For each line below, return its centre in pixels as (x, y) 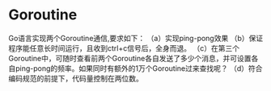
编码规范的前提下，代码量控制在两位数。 (76, 78)
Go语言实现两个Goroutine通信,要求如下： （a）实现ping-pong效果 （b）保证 (136, 38)
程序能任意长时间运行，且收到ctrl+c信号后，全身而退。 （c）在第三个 (124, 48)
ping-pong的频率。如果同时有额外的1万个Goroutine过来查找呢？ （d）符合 (139, 68)
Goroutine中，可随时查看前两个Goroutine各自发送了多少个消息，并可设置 (130, 58)
